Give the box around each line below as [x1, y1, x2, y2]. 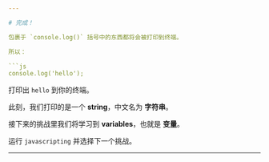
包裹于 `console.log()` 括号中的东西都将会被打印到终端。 [8, 33, 183, 41]
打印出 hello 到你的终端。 [8, 85, 94, 95]
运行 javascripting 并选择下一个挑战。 [8, 136, 136, 146]
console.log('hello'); [8, 70, 84, 78]
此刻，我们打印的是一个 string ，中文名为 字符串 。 [8, 102, 173, 112]
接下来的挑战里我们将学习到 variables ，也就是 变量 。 [8, 119, 184, 129]
